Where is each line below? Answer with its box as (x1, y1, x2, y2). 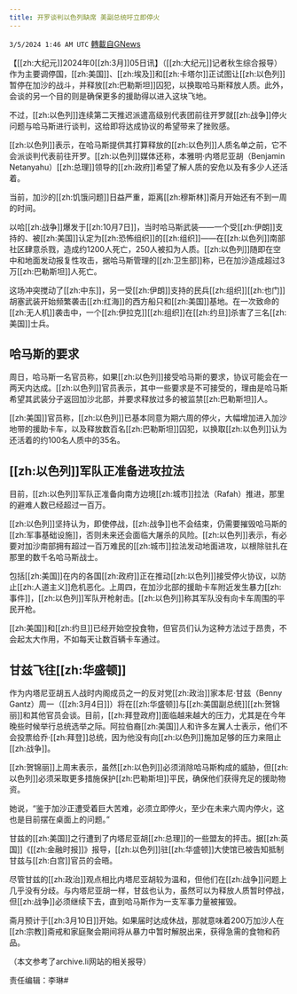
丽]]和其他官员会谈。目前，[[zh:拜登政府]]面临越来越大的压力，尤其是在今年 (9, 710, 286, 721)
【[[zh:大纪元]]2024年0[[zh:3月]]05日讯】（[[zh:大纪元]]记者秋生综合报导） (9, 57, 282, 67)
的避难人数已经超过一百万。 (9, 500, 111, 510)
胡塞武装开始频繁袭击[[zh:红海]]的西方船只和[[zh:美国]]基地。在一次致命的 (9, 296, 279, 306)
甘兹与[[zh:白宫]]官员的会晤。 (9, 856, 118, 866)
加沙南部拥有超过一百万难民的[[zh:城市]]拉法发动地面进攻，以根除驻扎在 (24, 540, 288, 551)
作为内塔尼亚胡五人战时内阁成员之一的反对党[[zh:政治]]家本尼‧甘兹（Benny (9, 688, 283, 698)
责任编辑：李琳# (9, 975, 69, 986)
